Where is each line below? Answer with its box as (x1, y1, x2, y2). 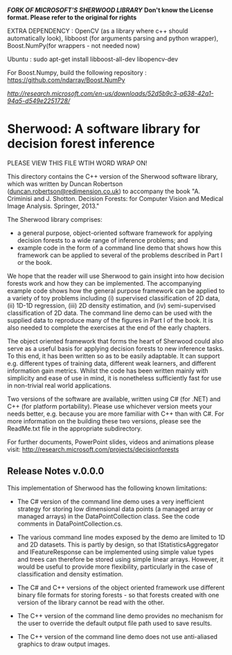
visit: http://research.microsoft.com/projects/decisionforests (7, 445, 179, 453)
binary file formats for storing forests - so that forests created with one (17, 590, 220, 599)
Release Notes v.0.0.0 (7, 465, 105, 477)
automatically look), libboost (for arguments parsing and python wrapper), (7, 34, 219, 42)
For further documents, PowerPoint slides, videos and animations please (7, 437, 215, 446)
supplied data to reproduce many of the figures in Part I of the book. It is (7, 316, 213, 324)
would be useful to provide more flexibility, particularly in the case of (17, 563, 213, 571)
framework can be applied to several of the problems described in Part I (17, 250, 223, 259)
